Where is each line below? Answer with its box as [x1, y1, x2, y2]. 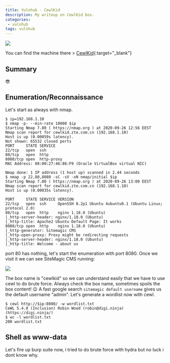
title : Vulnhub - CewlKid [5, 7, 60, 13]
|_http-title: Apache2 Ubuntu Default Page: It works [5, 219, 122, 224]
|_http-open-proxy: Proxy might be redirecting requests [5, 232, 129, 238]
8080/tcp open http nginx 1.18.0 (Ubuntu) [5, 223, 106, 228]
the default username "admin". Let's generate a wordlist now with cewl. [5, 291, 155, 297]
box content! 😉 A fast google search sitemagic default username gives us [5, 286, 162, 292]
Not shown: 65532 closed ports [5, 139, 72, 144]
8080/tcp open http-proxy [5, 157, 63, 162]
